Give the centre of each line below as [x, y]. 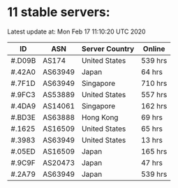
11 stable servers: [59, 12]
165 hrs [154, 151]
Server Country [108, 48]
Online [154, 48]
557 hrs [154, 94]
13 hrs [151, 140]
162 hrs [154, 106]
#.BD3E [23, 117]
